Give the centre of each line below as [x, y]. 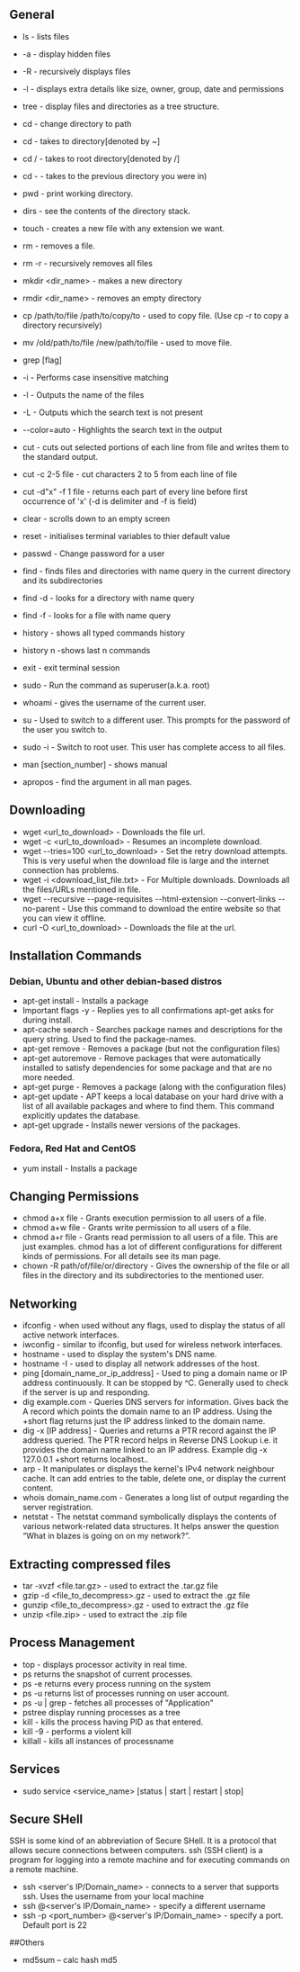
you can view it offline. [64, 918]
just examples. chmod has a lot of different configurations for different [152, 1247]
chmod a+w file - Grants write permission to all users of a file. [137, 1228]
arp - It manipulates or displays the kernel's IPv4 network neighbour [149, 1469]
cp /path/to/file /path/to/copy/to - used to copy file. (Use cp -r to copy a [155, 315]
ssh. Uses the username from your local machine [113, 1896]
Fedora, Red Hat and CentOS [73, 1148]
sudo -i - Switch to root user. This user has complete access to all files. [154, 747]
